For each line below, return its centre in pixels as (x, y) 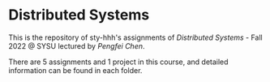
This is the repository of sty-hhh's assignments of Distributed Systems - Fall (135, 37)
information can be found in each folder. (75, 70)
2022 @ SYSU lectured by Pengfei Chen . (77, 45)
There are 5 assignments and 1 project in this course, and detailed (118, 62)
